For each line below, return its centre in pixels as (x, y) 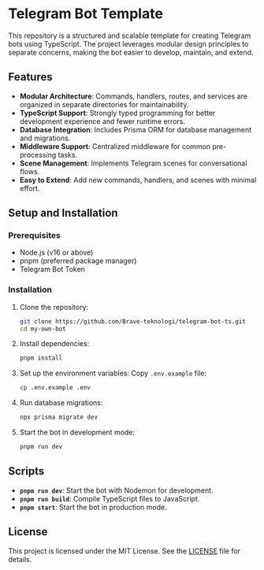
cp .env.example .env (55, 388)
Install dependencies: (54, 344)
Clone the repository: (54, 307)
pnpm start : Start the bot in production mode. (93, 507)
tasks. (67, 155)
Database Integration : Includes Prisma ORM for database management (136, 129)
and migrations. (45, 138)
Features (30, 77)
